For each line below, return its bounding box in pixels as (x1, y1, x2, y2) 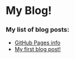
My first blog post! (14, 46, 61, 53)
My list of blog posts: (5, 26, 70, 34)
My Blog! (5, 4, 52, 18)
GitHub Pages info (14, 39, 61, 46)
